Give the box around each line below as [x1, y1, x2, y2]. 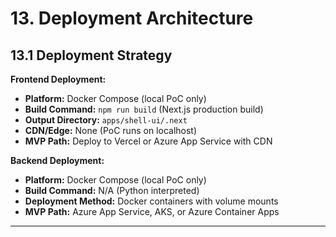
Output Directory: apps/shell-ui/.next [24, 114, 188, 126]
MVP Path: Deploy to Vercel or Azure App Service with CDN [24, 135, 273, 147]
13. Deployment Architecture [10, 7, 254, 30]
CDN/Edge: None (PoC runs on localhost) [24, 125, 198, 136]
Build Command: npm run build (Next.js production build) [24, 103, 264, 115]
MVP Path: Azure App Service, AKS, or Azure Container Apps [24, 206, 280, 217]
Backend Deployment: [10, 155, 105, 166]
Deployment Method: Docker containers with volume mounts [24, 195, 279, 207]
